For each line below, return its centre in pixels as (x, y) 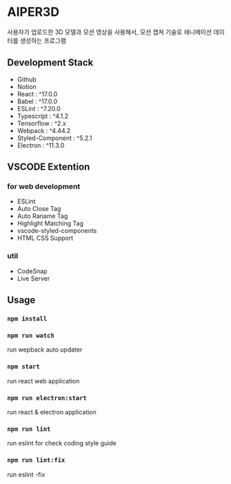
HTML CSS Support (45, 238)
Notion (27, 86)
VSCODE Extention (49, 167)
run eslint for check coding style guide (62, 443)
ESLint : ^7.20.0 (39, 108)
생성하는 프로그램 (43, 40)
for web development (44, 187)
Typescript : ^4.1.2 (43, 116)
